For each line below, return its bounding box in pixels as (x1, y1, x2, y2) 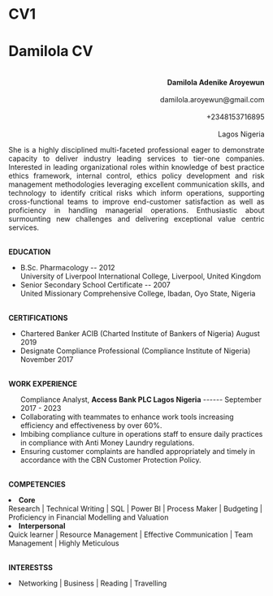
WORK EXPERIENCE (8, 379, 78, 389)
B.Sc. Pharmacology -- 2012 (19, 263, 115, 273)
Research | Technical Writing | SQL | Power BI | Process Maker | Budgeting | (8, 504, 262, 514)
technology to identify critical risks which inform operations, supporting (8, 188, 265, 198)
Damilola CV (8, 42, 93, 61)
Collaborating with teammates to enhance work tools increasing (19, 412, 234, 422)
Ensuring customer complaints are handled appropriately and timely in (19, 447, 256, 456)
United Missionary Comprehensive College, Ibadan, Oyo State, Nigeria (19, 289, 256, 299)
